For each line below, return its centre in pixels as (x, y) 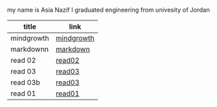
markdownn (30, 49)
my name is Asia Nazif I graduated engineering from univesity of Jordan (108, 10)
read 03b (25, 82)
